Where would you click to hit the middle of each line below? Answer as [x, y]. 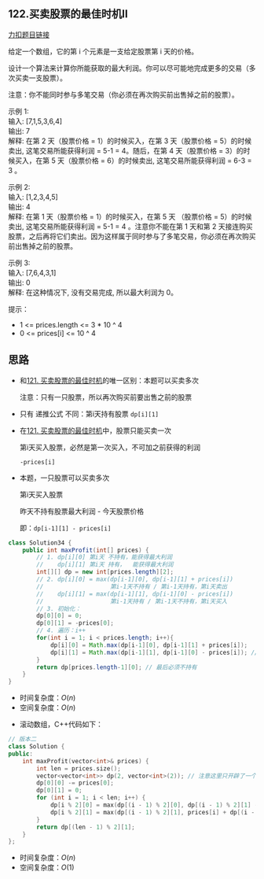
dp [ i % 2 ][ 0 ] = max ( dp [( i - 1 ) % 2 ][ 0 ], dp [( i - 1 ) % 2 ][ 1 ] [150, 805]
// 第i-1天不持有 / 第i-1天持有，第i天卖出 [132, 586]
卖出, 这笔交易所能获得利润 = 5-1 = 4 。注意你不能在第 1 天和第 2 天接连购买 [130, 226]
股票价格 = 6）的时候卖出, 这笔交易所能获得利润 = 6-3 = [161, 161]
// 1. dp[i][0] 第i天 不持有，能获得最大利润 [104, 557]
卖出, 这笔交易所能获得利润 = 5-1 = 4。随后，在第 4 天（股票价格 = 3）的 [126, 150]
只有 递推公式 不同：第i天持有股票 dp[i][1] [89, 414]
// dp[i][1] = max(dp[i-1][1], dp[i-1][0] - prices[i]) [135, 594]
